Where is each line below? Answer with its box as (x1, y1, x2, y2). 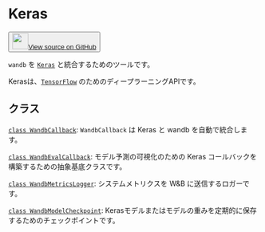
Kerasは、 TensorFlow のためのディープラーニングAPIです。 (8, 77, 201, 86)
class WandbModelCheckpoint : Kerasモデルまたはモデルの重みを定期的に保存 (8, 205, 257, 215)
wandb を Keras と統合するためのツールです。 (8, 59, 155, 69)
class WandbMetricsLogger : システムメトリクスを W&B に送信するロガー (8, 179, 243, 188)
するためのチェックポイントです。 (8, 215, 120, 225)
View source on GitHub (28, 42, 97, 51)
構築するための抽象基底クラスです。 (8, 161, 127, 171)
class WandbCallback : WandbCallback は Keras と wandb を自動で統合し (8, 124, 241, 134)
